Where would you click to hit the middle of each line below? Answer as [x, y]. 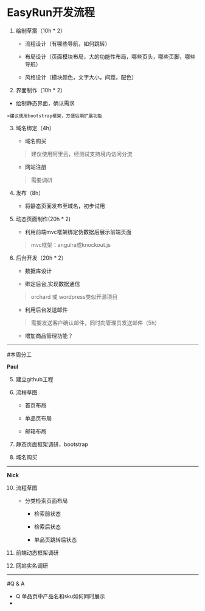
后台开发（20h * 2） [41, 258]
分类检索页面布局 [46, 500]
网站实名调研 [32, 565]
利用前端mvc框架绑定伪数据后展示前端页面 [78, 232]
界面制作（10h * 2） [41, 90]
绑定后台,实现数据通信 [52, 284]
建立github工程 [34, 379]
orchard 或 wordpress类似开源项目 [74, 296]
